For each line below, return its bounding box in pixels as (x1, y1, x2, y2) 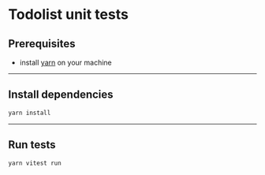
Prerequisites (8, 37, 76, 50)
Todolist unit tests (8, 6, 129, 24)
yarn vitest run (8, 159, 62, 167)
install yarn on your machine (19, 58, 112, 67)
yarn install (8, 109, 51, 117)
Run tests (8, 138, 56, 151)
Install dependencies (8, 88, 114, 102)
